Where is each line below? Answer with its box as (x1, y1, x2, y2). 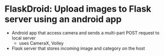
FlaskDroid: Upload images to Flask (4, 3, 152, 15)
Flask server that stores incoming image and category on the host (11, 45, 145, 51)
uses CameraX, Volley (19, 40, 64, 46)
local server (11, 35, 36, 41)
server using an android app (4, 14, 122, 25)
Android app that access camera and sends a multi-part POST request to (11, 30, 160, 36)
